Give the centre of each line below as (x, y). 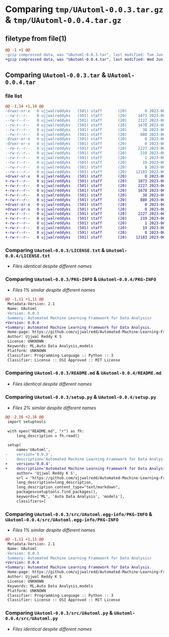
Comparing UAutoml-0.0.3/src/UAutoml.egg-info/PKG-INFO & (79, 514)
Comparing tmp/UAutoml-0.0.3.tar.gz (84, 9)
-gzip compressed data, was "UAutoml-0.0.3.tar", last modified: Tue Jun (84, 55)
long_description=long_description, (55, 483)
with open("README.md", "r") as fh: (46, 431)
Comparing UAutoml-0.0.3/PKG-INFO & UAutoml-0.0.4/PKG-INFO (81, 279)
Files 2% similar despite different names (54, 408)
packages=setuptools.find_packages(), (57, 492)
